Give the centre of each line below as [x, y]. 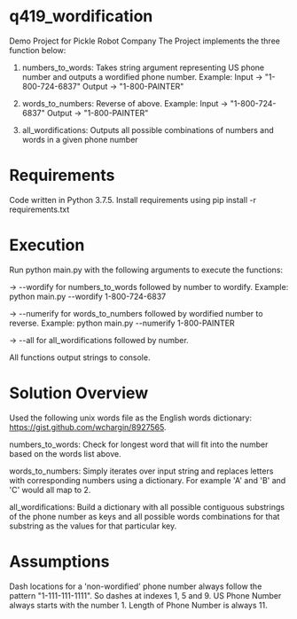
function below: [38, 50]
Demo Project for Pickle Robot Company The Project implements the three [145, 41]
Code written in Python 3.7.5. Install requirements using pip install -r [133, 200]
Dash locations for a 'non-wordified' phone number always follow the [136, 586]
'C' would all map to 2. [50, 490]
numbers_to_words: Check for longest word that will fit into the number [139, 444]
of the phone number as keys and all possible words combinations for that [145, 516]
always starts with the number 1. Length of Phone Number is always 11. [138, 605]
